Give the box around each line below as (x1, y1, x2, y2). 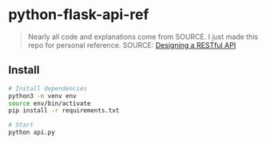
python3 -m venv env (8, 91, 77, 100)
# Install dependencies (8, 84, 88, 92)
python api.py (8, 129, 56, 137)
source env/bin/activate (8, 99, 91, 107)
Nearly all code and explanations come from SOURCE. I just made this (27, 32, 258, 41)
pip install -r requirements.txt (8, 107, 120, 115)
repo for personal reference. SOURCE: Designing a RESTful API (27, 40, 236, 49)
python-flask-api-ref (8, 6, 149, 24)
